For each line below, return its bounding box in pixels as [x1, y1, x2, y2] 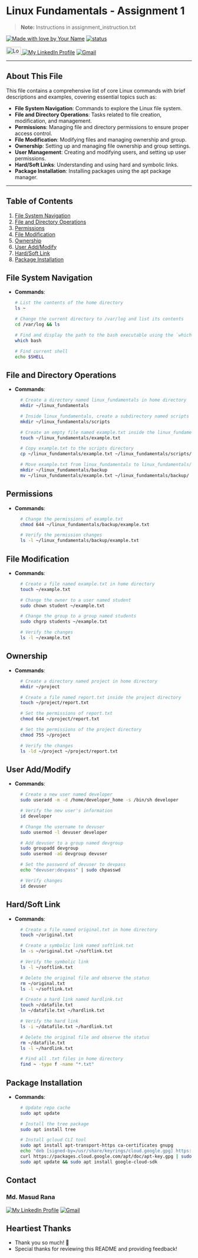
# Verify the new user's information [20, 808, 113, 814]
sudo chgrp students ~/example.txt [20, 619, 108, 625]
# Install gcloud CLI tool [20, 1137, 87, 1143]
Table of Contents [6, 196, 74, 206]
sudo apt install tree [20, 1126, 76, 1132]
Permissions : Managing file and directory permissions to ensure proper [14, 123, 189, 130]
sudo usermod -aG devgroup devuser [20, 851, 108, 857]
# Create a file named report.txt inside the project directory [20, 694, 181, 700]
